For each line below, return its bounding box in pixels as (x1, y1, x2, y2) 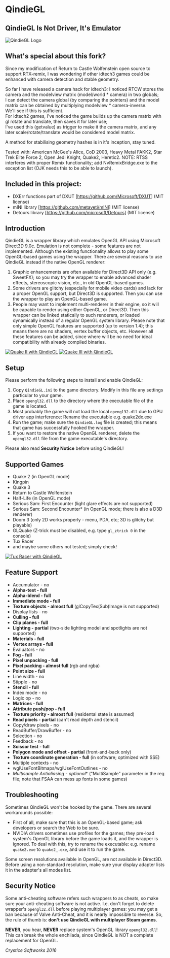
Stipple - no (12, 679, 37, 685)
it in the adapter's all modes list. (5, 867, 72, 873)
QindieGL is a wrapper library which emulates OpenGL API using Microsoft (5, 238, 161, 244)
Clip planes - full (12, 619, 48, 625)
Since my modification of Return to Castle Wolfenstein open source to (5, 65, 151, 72)
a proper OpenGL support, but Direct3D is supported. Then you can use (12, 290, 163, 296)
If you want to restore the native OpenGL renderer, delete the (12, 430, 140, 436)
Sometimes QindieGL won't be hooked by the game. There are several (5, 804, 152, 810)
